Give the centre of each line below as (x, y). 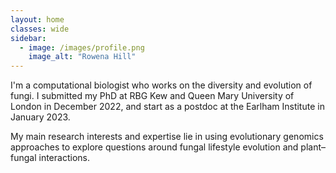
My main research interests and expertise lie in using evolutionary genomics (167, 137)
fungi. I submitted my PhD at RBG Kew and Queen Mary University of (152, 96)
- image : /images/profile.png (82, 47)
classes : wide (40, 29)
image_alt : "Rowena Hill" (82, 57)
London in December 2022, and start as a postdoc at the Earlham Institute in (167, 107)
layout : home (37, 19)
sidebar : (28, 38)
